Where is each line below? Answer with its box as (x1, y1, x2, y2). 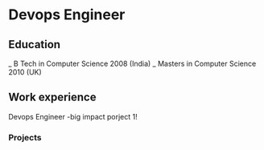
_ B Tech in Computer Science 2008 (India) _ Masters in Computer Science (8, 59, 257, 68)
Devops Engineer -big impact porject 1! (8, 111, 138, 121)
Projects (8, 132, 42, 143)
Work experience (8, 91, 97, 104)
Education (8, 38, 61, 51)
